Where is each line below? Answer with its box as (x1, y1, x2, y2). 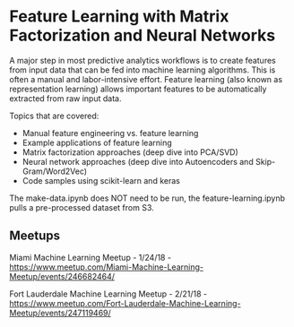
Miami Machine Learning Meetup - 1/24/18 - (9, 252, 172, 262)
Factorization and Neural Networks (9, 25, 276, 46)
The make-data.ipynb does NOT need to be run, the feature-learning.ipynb (9, 193, 285, 203)
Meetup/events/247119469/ (9, 307, 112, 318)
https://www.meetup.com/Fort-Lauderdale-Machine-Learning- (9, 297, 241, 308)
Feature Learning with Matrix (9, 6, 229, 27)
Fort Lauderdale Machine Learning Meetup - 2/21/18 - (9, 288, 208, 299)
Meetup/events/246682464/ (9, 271, 115, 281)
